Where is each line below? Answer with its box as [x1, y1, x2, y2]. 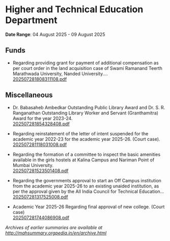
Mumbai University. [12, 162, 53, 168]
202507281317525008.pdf [12, 194, 69, 200]
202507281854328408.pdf [12, 120, 70, 127]
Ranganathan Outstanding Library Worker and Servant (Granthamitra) [12, 110, 159, 116]
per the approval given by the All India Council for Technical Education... [12, 188, 164, 195]
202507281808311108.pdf [12, 76, 67, 82]
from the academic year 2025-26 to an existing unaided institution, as [12, 183, 159, 189]
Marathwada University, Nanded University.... [12, 70, 108, 77]
